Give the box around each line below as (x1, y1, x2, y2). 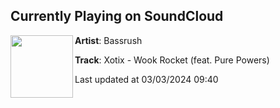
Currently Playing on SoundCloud (10, 8, 224, 25)
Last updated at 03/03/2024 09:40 (74, 73, 219, 85)
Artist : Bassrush (74, 34, 143, 46)
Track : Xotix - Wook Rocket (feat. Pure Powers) (74, 54, 270, 66)
